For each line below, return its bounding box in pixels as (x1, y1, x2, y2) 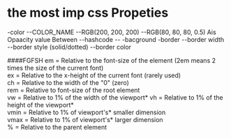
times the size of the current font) (7, 63, 104, 72)
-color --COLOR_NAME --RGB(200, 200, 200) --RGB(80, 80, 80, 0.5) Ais (7, 28, 216, 36)
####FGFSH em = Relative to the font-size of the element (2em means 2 (7, 56, 216, 64)
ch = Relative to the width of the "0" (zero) (7, 78, 129, 86)
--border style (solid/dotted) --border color (7, 43, 131, 51)
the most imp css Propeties (7, 5, 169, 21)
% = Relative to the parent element (7, 123, 107, 131)
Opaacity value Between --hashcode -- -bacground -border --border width (7, 35, 225, 43)
